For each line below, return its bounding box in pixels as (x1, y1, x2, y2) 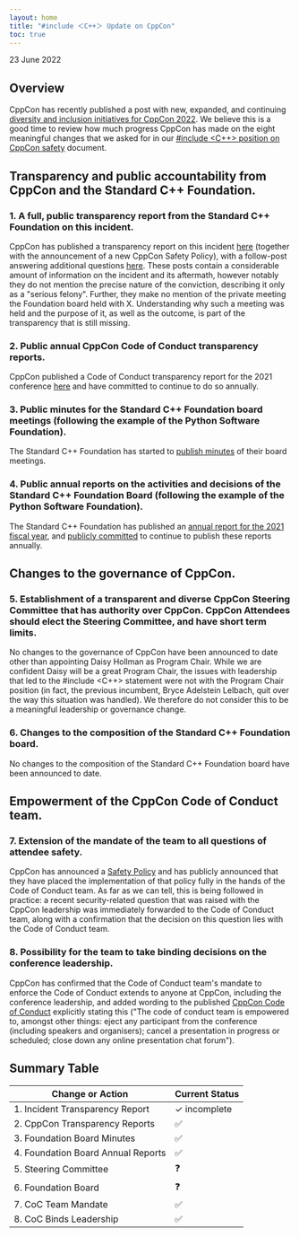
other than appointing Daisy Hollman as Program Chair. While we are (9, 656, 262, 667)
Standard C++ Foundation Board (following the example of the (9, 489, 285, 502)
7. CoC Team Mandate (13, 1198, 109, 1210)
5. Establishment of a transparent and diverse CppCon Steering (9, 593, 291, 606)
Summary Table (9, 1061, 99, 1076)
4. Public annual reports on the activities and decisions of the (9, 478, 282, 490)
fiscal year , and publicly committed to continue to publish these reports (9, 531, 272, 541)
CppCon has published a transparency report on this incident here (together (9, 241, 290, 251)
